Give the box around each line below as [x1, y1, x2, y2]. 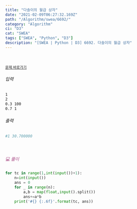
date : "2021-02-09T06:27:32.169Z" [5, 12, 78, 17]
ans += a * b [23, 194, 42, 199]
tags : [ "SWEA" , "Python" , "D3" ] [5, 36, 73, 41]
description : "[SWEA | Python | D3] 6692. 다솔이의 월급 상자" [5, 40, 132, 45]
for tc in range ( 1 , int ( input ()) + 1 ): [5, 171, 82, 176]
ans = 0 [14, 180, 30, 185]
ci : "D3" [5, 26, 24, 31]
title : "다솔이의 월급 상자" [5, 7, 58, 13]
